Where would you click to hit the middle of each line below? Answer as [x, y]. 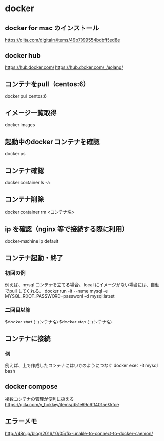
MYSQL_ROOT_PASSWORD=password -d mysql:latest [60, 296]
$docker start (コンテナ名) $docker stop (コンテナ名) [59, 322]
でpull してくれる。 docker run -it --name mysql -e [56, 291]
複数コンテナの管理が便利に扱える [40, 399]
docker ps [15, 154]
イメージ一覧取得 [31, 113]
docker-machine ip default [32, 241]
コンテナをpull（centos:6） [47, 84]
